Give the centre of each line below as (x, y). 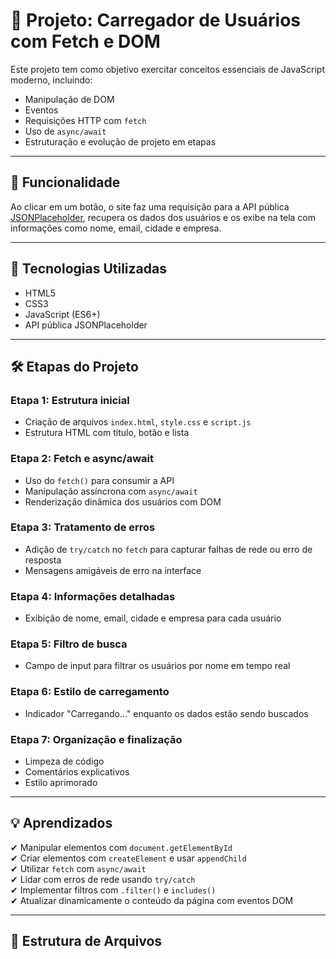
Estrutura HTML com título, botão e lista (107, 433)
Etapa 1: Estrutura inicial (70, 400)
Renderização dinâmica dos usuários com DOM (123, 501)
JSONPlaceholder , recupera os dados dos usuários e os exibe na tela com (163, 217)
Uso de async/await (65, 131)
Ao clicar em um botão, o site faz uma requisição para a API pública (150, 206)
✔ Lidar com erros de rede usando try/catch (103, 879)
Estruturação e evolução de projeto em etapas (120, 141)
